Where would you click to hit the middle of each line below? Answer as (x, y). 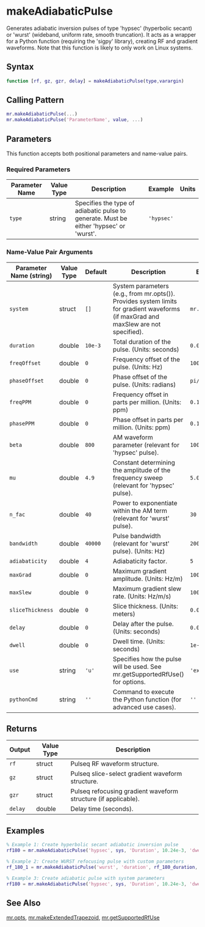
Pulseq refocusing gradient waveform (124, 791)
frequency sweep (138, 478)
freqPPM (20, 402)
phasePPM (22, 423)
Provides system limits (145, 301)
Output (20, 750)
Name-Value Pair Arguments (50, 252)
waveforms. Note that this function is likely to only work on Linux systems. (100, 48)
